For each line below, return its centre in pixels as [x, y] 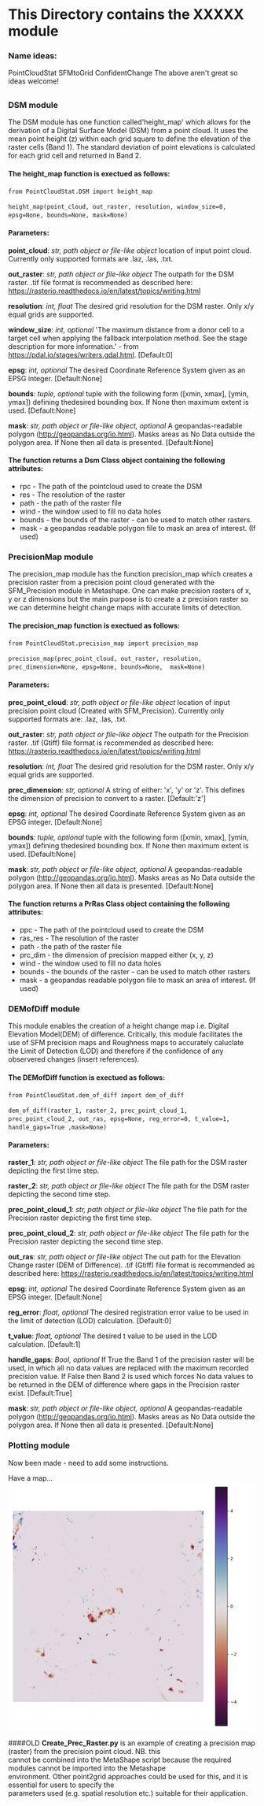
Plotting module [39, 1445]
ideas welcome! [34, 81]
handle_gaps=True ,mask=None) [58, 1128]
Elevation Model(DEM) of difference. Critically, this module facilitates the [126, 1034]
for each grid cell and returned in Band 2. [75, 156]
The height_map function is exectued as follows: [89, 173]
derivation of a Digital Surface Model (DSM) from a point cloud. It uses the [128, 131]
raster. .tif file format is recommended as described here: [101, 282]
